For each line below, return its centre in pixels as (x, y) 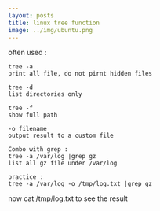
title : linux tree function (54, 23)
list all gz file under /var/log (63, 163)
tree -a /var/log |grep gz (52, 157)
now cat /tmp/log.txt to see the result (68, 198)
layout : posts (31, 15)
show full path (33, 115)
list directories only (45, 94)
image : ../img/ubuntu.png (50, 30)
